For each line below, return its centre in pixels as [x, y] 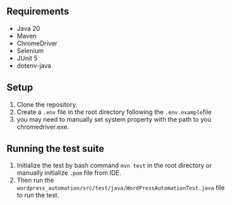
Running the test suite [56, 149]
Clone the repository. [47, 104]
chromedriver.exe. [43, 127]
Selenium [30, 50]
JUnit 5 [27, 58]
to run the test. [38, 195]
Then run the [35, 181]
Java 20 [28, 28]
